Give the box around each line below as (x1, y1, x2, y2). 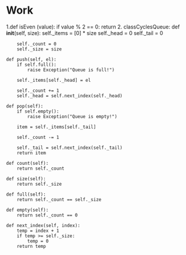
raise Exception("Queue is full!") (27, 66, 115, 73)
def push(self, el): (6, 56, 57, 62)
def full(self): (6, 191, 46, 197)
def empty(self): (6, 207, 49, 213)
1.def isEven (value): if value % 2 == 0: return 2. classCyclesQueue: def (6, 23, 180, 30)
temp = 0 (27, 238, 49, 244)
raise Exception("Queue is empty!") (27, 113, 118, 119)
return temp (17, 243, 46, 249)
